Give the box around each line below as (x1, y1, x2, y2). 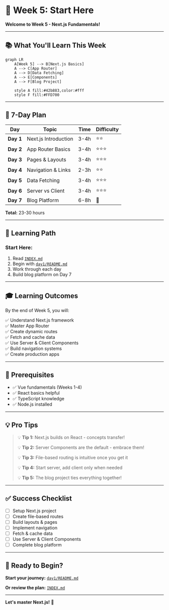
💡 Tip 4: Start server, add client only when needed (17, 464, 123, 470)
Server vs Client (27, 188, 65, 195)
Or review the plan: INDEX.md (5, 584, 65, 590)
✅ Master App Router (5, 323, 49, 329)
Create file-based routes (12, 513, 64, 519)
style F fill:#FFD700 (14, 92, 59, 97)
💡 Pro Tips (5, 421, 38, 430)
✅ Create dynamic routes (5, 329, 58, 335)
